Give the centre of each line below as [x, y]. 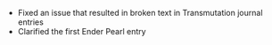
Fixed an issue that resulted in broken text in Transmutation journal [140, 13]
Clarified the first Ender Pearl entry [82, 31]
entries [31, 22]
